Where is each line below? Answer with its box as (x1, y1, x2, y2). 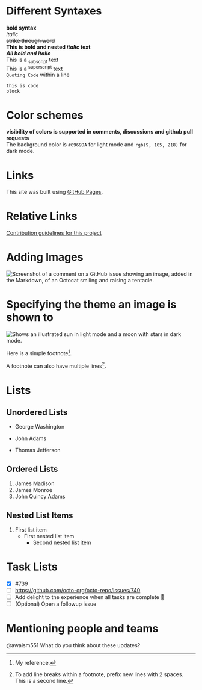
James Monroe (14, 486, 53, 494)
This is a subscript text (6, 56, 59, 64)
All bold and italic (6, 49, 51, 57)
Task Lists (6, 560, 58, 574)
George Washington (14, 423, 65, 430)
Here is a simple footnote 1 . (6, 349, 72, 356)
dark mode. (6, 148, 35, 155)
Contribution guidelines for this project (6, 229, 102, 237)
